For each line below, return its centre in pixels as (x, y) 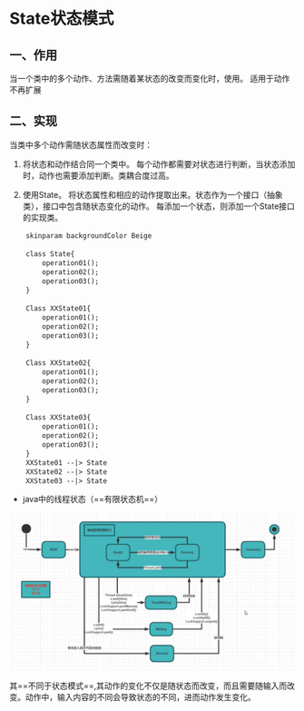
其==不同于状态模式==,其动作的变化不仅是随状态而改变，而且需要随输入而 (148, 686)
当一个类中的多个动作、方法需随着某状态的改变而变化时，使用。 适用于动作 (150, 79)
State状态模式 (62, 19)
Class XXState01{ (59, 308)
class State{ (50, 254)
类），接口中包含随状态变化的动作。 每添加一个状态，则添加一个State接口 (158, 206)
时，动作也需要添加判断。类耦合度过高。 (98, 175)
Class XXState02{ (59, 363)
